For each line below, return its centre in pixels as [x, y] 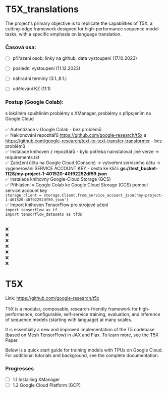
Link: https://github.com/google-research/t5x [52, 298]
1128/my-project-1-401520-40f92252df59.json [56, 174]
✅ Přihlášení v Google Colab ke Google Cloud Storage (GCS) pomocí [76, 185]
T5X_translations [42, 9]
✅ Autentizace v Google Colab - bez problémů [53, 129]
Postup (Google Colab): [35, 102]
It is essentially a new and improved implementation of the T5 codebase [80, 329]
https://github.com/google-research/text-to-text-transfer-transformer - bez [84, 141]
